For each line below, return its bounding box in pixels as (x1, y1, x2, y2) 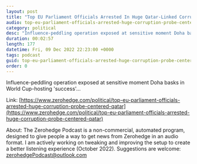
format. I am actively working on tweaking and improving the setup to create (6, 139, 191, 146)
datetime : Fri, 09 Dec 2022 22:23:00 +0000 (6, 47, 114, 53)
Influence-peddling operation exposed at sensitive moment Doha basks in (6, 79, 185, 86)
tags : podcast (6, 52, 41, 58)
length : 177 (6, 42, 35, 47)
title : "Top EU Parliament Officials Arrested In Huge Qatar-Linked (6, 14, 177, 20)
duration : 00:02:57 (6, 36, 54, 42)
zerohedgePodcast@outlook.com (6, 152, 87, 159)
